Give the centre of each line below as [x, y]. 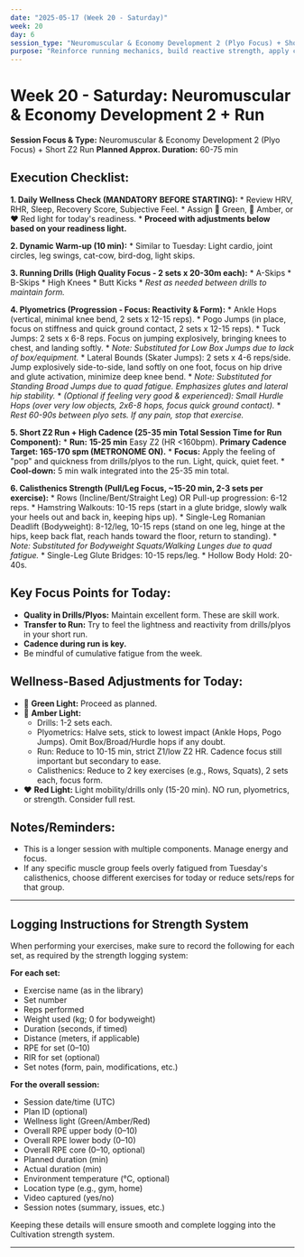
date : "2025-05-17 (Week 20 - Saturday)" [89, 18]
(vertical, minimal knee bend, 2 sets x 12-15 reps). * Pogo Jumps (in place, [148, 319]
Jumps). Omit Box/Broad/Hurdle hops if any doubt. [131, 741]
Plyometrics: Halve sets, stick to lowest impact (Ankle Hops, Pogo [159, 732]
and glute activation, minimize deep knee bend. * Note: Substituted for [141, 376]
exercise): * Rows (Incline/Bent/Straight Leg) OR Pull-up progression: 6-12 [149, 498]
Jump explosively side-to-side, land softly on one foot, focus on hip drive [146, 367]
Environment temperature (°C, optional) [97, 1179]
